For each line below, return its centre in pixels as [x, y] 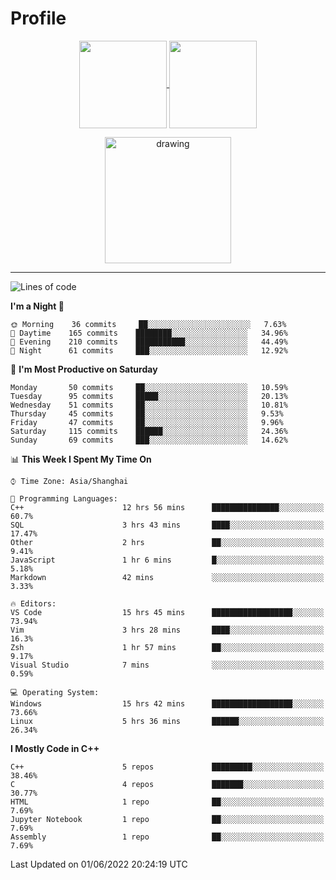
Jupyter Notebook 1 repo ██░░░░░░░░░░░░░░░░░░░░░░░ [167, 819]
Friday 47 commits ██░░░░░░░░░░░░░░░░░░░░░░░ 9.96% [147, 422]
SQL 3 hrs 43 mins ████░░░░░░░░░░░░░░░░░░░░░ [167, 525]
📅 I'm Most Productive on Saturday [84, 369]
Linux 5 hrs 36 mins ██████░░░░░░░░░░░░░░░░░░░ [167, 721]
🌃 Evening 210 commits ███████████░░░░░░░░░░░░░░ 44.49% [149, 342]
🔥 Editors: [33, 603]
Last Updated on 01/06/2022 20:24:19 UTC [99, 864]
